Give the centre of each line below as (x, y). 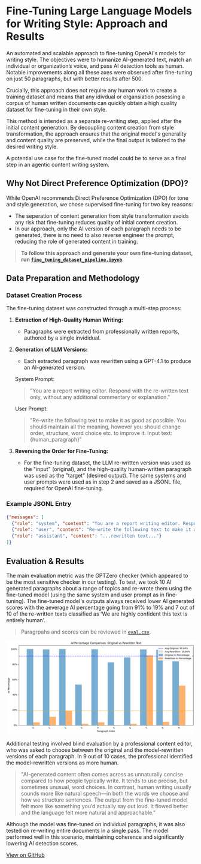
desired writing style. (32, 146)
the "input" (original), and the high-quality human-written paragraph (108, 469)
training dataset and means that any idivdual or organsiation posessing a (96, 97)
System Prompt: (35, 379)
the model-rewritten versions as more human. (63, 763)
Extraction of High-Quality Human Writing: (69, 320)
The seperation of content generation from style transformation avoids (102, 216)
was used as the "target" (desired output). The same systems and (105, 476)
